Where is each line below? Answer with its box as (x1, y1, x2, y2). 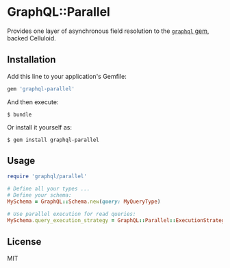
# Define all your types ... (7, 186, 90, 193)
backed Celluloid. (7, 34, 56, 42)
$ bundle (7, 111, 32, 118)
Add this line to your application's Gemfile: (7, 72, 127, 80)
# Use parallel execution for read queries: (7, 210, 136, 217)
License (7, 236, 42, 247)
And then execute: (7, 97, 59, 106)
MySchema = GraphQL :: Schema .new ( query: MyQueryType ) (7, 198, 161, 206)
